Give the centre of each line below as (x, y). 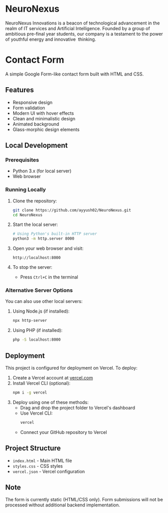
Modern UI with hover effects (43, 113)
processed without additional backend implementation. (63, 505)
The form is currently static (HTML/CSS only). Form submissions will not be (84, 500)
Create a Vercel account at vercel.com (53, 378)
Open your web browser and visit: (48, 248)
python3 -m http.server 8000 (43, 239)
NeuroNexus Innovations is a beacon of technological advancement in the (82, 23)
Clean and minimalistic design (44, 118)
